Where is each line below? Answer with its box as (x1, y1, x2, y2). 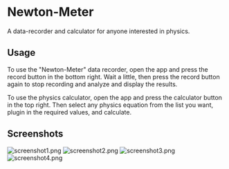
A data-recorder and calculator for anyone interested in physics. (7, 27, 190, 35)
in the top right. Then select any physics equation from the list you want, (7, 101, 214, 109)
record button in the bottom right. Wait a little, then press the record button (7, 72, 220, 81)
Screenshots (7, 128, 64, 140)
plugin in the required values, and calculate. (7, 108, 132, 116)
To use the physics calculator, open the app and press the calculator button (7, 93, 223, 101)
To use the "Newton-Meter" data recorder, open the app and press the (7, 65, 209, 73)
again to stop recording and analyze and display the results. (7, 80, 178, 88)
